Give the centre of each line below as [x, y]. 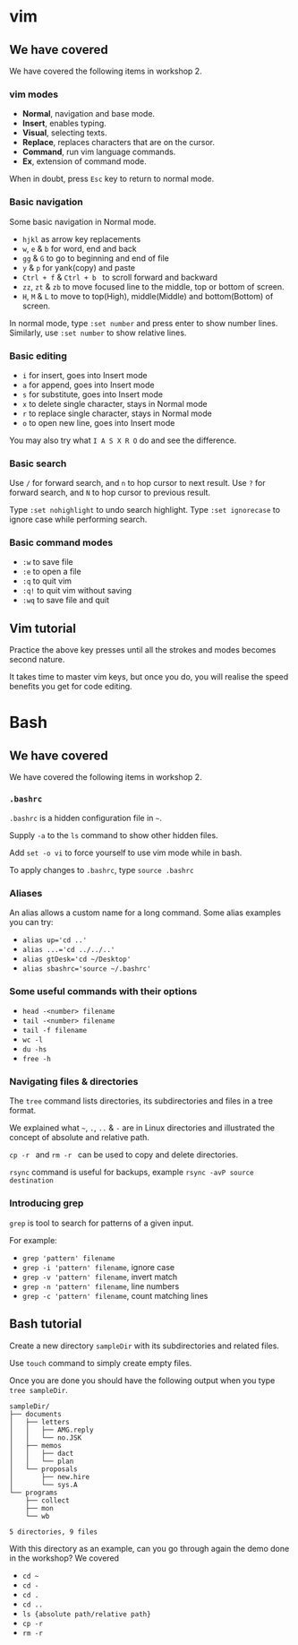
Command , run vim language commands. [99, 152]
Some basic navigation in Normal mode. [83, 221]
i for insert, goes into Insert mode [85, 375]
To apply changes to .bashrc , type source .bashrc [102, 870]
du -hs [34, 1050]
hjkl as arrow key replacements [81, 238]
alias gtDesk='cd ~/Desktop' [77, 959]
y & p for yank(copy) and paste [79, 267]
